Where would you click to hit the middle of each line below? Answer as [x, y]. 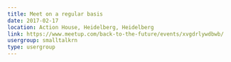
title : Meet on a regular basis [55, 14]
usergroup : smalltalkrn [43, 41]
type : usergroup [31, 47]
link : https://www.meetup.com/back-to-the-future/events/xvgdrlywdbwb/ [116, 34]
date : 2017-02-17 [33, 21]
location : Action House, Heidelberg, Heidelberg [81, 27]
